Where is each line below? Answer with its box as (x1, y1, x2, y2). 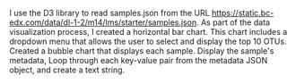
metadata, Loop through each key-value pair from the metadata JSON (9, 55, 268, 65)
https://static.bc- (211, 8, 274, 18)
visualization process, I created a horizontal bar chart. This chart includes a (9, 27, 288, 37)
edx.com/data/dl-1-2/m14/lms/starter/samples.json (9, 17, 197, 28)
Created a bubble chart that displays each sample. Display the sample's (9, 46, 274, 56)
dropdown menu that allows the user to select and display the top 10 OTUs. (9, 36, 287, 46)
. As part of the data (196, 17, 271, 28)
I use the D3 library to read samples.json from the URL (9, 8, 210, 18)
